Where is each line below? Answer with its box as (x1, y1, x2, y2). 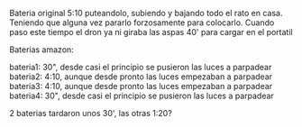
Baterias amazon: (9, 44, 74, 55)
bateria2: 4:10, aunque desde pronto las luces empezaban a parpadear (9, 71, 273, 82)
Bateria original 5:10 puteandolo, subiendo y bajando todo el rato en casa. (9, 8, 283, 18)
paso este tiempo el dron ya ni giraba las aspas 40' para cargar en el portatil (9, 27, 293, 37)
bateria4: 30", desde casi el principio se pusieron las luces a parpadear (9, 90, 275, 101)
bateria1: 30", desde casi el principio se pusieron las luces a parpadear (9, 62, 272, 72)
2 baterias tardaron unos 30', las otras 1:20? (9, 108, 173, 118)
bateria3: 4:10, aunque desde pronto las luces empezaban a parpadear (9, 81, 273, 91)
